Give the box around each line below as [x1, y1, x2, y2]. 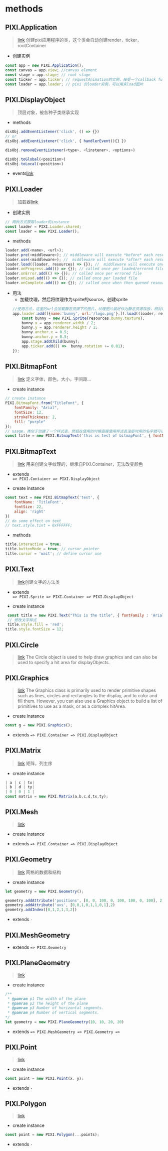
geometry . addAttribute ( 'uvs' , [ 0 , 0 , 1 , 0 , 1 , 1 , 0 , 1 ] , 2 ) [5, 903, 115, 908]
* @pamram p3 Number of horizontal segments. [7, 1005, 104, 1010]
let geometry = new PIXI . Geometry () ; [5, 889, 84, 894]
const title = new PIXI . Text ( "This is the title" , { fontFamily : [7, 613, 149, 618]
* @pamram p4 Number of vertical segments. [7, 1010, 99, 1015]
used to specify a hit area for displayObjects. [17, 660, 110, 665]
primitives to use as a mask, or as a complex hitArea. [17, 703, 126, 709]
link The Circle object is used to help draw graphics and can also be [17, 654, 157, 660]
